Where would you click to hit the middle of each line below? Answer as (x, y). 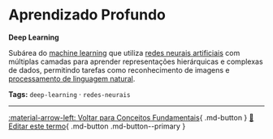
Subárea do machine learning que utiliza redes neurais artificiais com (124, 53)
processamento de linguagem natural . (72, 78)
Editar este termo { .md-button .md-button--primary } (97, 126)
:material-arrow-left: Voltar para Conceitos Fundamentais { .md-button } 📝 (131, 117)
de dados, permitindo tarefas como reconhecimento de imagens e (119, 69)
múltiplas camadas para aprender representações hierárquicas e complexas (136, 61)
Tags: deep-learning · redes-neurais (69, 94)
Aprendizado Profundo (87, 15)
